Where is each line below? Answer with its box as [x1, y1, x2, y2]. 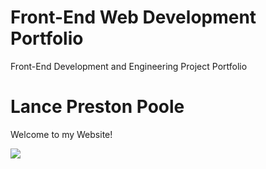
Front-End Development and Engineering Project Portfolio [10, 60, 248, 72]
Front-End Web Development [10, 6, 257, 29]
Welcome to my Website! [10, 128, 113, 140]
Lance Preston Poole [10, 96, 185, 118]
